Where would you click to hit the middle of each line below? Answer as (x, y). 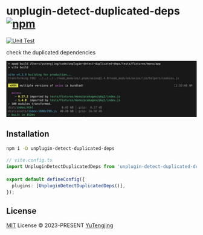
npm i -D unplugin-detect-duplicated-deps (60, 149)
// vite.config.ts (29, 160)
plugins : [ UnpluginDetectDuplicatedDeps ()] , (69, 185)
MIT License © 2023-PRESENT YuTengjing (60, 225)
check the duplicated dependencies (51, 52)
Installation (28, 134)
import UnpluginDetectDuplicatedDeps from (60, 167)
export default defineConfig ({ (46, 179)
